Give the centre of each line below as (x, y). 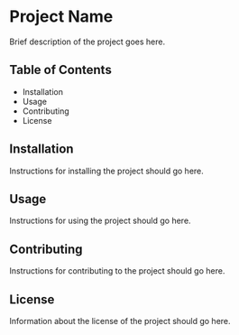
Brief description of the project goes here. (87, 42)
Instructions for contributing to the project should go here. (117, 271)
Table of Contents (61, 70)
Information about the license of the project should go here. (120, 321)
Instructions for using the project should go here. (100, 221)
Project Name (61, 17)
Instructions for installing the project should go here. (107, 171)
